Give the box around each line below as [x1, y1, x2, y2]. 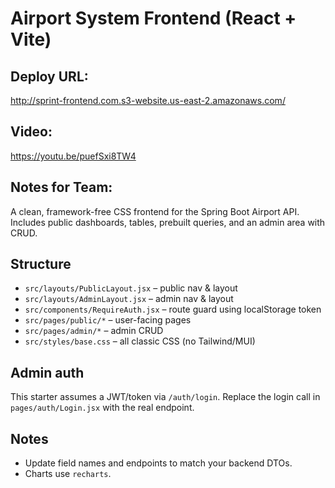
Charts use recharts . [24, 468, 112, 480]
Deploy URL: [10, 68, 89, 85]
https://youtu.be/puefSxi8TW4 [10, 150, 137, 162]
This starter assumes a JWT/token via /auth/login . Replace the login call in [10, 391, 321, 403]
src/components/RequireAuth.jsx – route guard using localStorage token [24, 303, 322, 316]
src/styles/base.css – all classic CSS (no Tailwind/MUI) [24, 335, 256, 347]
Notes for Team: [10, 179, 113, 196]
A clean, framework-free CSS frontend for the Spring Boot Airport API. [10, 205, 300, 217]
